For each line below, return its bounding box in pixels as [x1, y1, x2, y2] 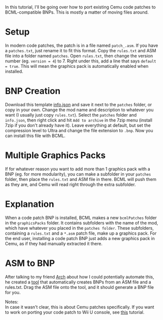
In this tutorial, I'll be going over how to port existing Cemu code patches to [5, 4, 156, 10]
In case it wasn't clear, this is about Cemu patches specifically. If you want [5, 304, 154, 310]
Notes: [5, 299, 18, 304]
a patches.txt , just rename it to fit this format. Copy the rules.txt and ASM [5, 47, 157, 53]
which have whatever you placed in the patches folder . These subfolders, [5, 225, 154, 231]
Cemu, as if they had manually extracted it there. [5, 240, 103, 246]
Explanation [5, 199, 54, 209]
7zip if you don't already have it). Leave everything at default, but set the [5, 122, 151, 128]
